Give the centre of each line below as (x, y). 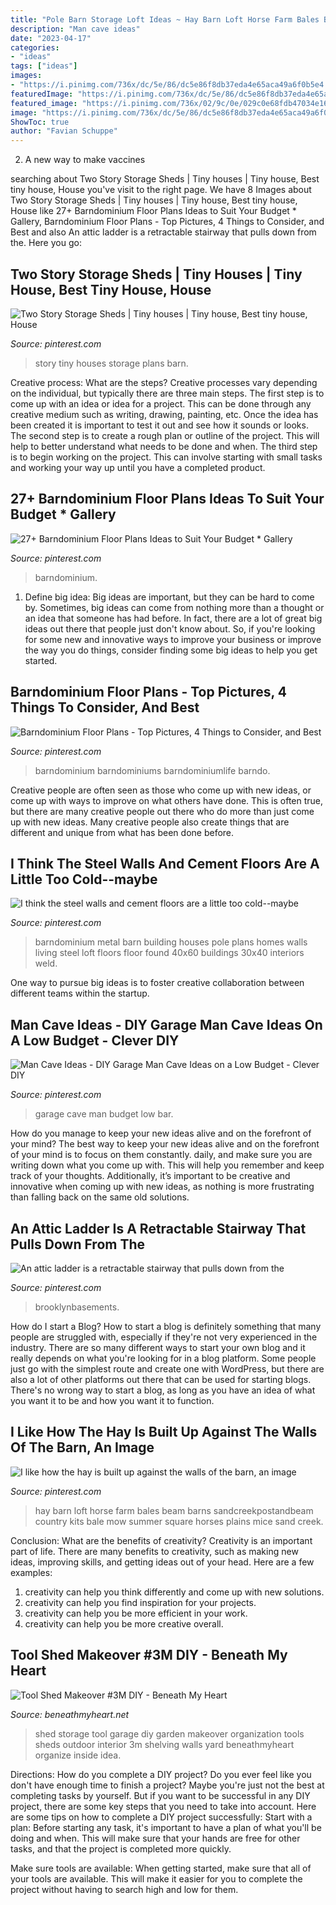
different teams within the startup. (80, 993)
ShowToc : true (40, 122)
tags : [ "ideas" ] (44, 66)
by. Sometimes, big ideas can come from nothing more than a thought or (174, 607)
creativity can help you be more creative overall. (124, 1623)
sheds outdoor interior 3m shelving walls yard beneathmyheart (164, 1744)
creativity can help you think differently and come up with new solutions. (174, 1592)
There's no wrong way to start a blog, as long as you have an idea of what (163, 1390)
